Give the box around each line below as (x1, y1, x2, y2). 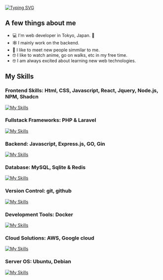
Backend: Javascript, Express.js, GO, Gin (5, 140, 105, 147)
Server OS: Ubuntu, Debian (5, 258, 72, 265)
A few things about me (5, 19, 76, 27)
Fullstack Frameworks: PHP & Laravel (5, 117, 96, 123)
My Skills (5, 72, 34, 81)
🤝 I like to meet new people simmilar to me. (12, 47, 100, 53)
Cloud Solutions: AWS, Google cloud (5, 235, 95, 241)
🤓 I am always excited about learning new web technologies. (12, 57, 136, 64)
